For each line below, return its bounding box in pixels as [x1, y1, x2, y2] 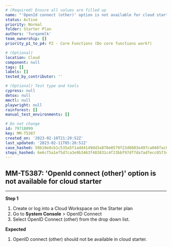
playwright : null [5, 102, 42, 108]
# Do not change [5, 121, 40, 126]
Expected [5, 226, 27, 233]
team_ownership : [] [5, 36, 47, 42]
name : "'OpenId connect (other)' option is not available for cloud [5, 12, 155, 17]
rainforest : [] [5, 107, 38, 112]
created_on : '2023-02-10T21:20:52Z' [5, 136, 83, 141]
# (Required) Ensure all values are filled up [5, 7, 106, 13]
